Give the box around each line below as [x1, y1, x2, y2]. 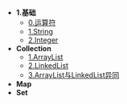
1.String [27, 27, 54, 36]
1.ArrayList [27, 52, 63, 62]
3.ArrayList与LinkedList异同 [27, 70, 120, 79]
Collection [15, 44, 52, 53]
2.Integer [27, 35, 59, 45]
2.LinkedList [27, 61, 69, 70]
